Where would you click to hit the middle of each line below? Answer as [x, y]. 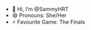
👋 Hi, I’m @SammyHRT [40, 9]
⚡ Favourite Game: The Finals [49, 22]
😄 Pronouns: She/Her [39, 15]
